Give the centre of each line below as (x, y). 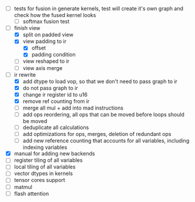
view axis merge (43, 68)
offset (39, 48)
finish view (27, 28)
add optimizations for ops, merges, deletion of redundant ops (97, 134)
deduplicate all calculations (56, 127)
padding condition (53, 55)
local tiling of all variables (45, 167)
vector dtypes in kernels (43, 174)
